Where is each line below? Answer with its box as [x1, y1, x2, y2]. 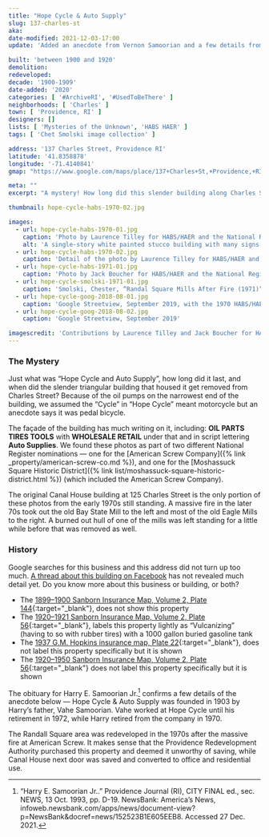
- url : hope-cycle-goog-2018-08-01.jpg [15, 292, 149, 300]
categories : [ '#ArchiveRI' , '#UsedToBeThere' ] [8, 93, 174, 101]
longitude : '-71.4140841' [8, 159, 94, 168]
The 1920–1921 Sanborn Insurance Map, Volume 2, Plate [19, 612, 206, 622]
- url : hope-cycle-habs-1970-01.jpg [15, 225, 138, 233]
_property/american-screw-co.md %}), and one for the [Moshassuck [8, 457, 236, 467]
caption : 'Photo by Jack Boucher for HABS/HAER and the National [22, 270, 246, 279]
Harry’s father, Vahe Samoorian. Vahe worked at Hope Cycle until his [8, 706, 235, 715]
